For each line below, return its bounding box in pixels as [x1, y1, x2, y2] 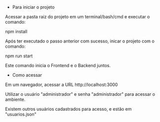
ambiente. [5, 96, 26, 102]
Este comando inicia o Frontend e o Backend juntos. [5, 63, 111, 68]
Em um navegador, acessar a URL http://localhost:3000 [5, 81, 118, 87]
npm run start [5, 53, 33, 59]
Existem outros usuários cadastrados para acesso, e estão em [5, 106, 132, 112]
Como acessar [12, 72, 42, 78]
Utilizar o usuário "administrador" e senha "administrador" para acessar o [5, 91, 156, 97]
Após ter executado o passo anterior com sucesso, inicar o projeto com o [5, 38, 155, 44]
